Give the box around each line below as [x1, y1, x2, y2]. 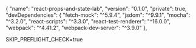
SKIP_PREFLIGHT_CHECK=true [5, 36, 83, 43]
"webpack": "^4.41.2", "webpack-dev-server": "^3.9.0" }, [5, 24, 147, 31]
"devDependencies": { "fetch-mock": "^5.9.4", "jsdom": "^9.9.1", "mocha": [5, 11, 191, 19]
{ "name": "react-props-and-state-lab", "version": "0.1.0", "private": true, [5, 5, 187, 12]
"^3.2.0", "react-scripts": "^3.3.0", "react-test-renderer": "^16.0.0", [5, 18, 171, 25]
